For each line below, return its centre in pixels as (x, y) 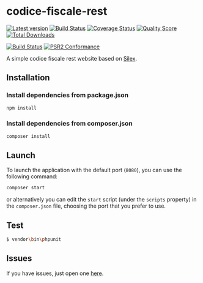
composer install (28, 136)
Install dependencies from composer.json (69, 124)
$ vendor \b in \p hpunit (34, 240)
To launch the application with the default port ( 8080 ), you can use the (94, 170)
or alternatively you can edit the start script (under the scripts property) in (102, 200)
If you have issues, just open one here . (55, 273)
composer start (26, 188)
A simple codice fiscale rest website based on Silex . (72, 58)
